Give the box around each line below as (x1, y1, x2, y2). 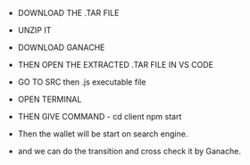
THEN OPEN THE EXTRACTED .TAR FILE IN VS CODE (17, 60, 214, 70)
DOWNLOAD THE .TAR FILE (17, 8, 120, 18)
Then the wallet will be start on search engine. (17, 128, 188, 139)
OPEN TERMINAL (17, 94, 82, 104)
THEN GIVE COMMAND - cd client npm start (17, 111, 182, 121)
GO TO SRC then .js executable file (17, 77, 146, 87)
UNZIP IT (17, 25, 52, 35)
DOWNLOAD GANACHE (17, 42, 105, 53)
